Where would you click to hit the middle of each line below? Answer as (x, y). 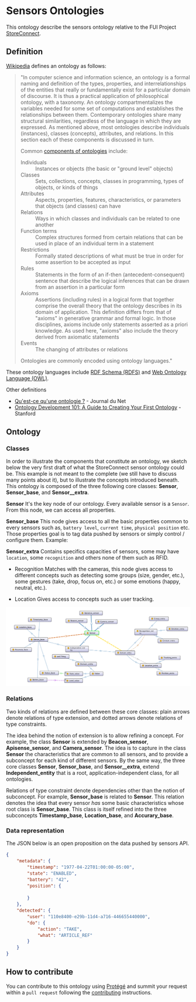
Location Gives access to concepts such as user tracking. (84, 599)
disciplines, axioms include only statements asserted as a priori (111, 324)
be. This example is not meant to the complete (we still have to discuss (91, 474)
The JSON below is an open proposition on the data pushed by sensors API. (98, 844)
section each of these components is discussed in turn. (87, 140)
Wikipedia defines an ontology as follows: (56, 66)
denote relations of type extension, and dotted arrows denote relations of (94, 717)
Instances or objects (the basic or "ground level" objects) (104, 168)
